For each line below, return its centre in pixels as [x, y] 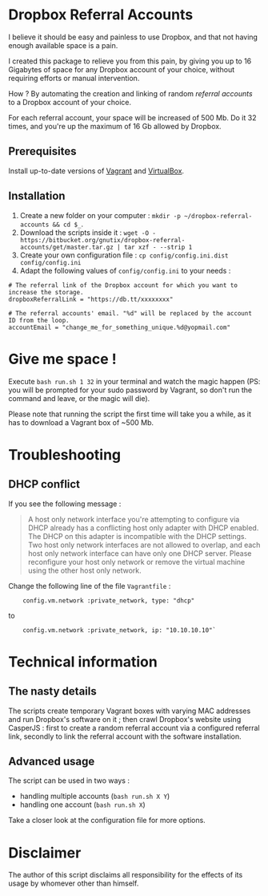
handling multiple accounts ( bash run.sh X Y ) [95, 797]
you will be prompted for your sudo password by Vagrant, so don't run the [130, 390]
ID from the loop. [39, 320]
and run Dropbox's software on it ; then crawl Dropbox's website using [125, 719]
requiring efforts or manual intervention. [74, 78]
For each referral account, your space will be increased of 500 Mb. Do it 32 [132, 117]
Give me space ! [63, 359]
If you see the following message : [65, 504]
